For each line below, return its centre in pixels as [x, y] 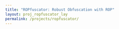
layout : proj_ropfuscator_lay [37, 14]
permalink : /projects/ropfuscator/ [42, 19]
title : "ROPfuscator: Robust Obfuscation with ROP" [60, 10]
